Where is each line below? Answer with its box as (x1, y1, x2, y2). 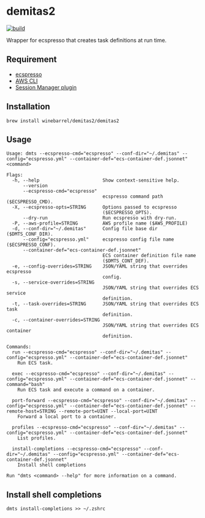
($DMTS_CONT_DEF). (102, 258, 150, 265)
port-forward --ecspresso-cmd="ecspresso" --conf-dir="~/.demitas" (12, 398, 188, 404)
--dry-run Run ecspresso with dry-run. (22, 215, 177, 222)
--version (22, 183, 48, 189)
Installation (6, 101, 50, 112)
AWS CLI (15, 77, 38, 84)
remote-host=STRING (6, 408, 56, 415)
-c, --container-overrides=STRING (12, 317, 100, 323)
